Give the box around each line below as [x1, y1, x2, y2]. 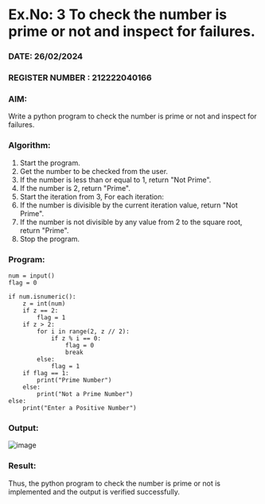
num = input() [8, 272, 56, 280]
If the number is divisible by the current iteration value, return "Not [19, 200, 238, 210]
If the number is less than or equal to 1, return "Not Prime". [19, 175, 212, 184]
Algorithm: [8, 140, 51, 151]
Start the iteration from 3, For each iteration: [19, 192, 165, 201]
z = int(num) [22, 300, 66, 308]
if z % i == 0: [50, 334, 102, 343]
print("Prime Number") [37, 376, 112, 384]
